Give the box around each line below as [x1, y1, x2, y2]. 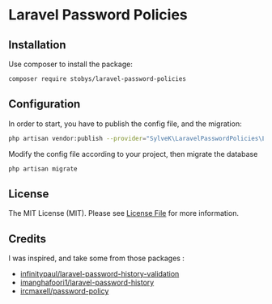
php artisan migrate [8, 164, 79, 173]
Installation [8, 38, 66, 52]
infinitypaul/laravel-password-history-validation [19, 269, 180, 279]
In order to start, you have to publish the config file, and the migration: [8, 119, 242, 129]
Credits [8, 232, 47, 246]
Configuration [8, 97, 81, 111]
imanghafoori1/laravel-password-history [19, 277, 155, 288]
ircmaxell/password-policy [19, 286, 109, 296]
